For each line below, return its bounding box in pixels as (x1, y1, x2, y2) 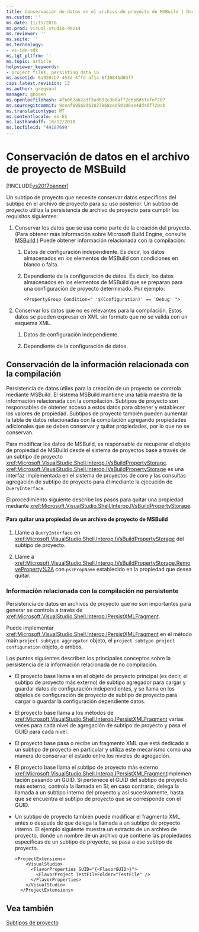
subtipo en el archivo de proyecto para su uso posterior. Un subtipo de (6, 200, 179, 207)
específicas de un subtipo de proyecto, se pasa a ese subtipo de (14, 838, 173, 845)
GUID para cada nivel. (14, 728, 69, 736)
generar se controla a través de (6, 606, 83, 614)
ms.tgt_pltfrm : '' (6, 53, 52, 59)
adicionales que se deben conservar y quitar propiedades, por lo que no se (6, 422, 190, 430)
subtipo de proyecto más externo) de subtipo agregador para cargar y (14, 679, 186, 686)
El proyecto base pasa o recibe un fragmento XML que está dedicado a (14, 740, 189, 747)
